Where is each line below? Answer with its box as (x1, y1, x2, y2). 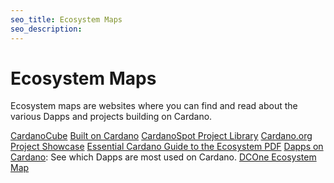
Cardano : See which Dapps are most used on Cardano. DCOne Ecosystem (10, 151, 317, 163)
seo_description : (10, 24, 83, 34)
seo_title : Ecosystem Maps (10, 14, 123, 25)
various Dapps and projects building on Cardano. (10, 111, 213, 123)
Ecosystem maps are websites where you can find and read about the (10, 100, 298, 112)
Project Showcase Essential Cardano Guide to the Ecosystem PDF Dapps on (10, 141, 324, 153)
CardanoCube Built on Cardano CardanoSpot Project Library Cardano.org (10, 130, 313, 142)
